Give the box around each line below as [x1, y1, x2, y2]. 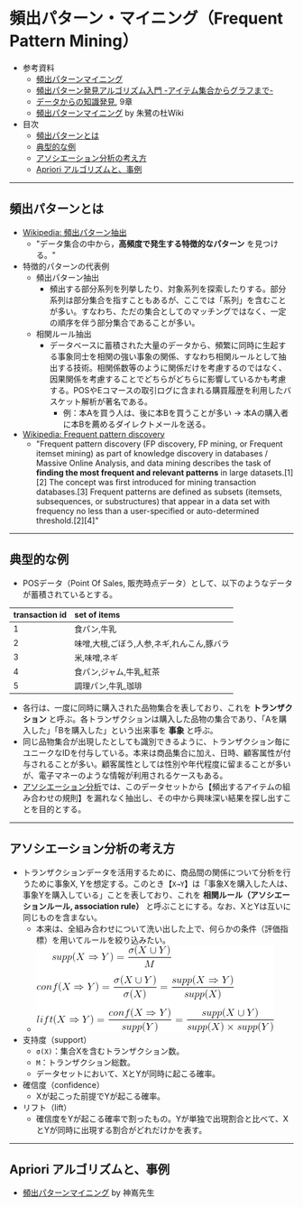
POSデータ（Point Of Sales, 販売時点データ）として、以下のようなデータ [22, 577, 293, 588]
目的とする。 [38, 804, 87, 815]
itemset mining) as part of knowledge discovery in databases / [35, 447, 269, 458]
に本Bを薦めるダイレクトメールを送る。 [62, 419, 211, 429]
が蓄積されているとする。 [22, 588, 117, 600]
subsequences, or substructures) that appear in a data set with [35, 495, 271, 506]
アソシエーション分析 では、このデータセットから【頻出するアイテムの [22, 781, 283, 792]
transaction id [13, 610, 68, 621]
